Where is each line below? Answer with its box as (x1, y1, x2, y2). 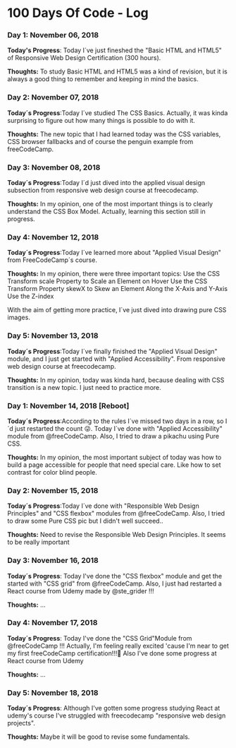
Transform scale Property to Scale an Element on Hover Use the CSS (7, 277, 208, 285)
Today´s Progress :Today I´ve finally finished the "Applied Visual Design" (7, 347, 218, 355)
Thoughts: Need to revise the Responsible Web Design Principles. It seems (7, 530, 226, 539)
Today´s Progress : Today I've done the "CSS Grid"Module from (7, 634, 192, 642)
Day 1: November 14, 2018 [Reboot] (7, 400, 130, 410)
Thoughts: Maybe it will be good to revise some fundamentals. (7, 732, 190, 741)
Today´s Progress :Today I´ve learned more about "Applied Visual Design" (7, 249, 222, 257)
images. (7, 313, 30, 322)
